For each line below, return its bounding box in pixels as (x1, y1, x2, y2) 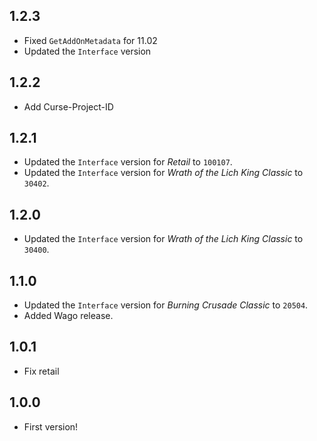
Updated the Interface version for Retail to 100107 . (23, 156, 233, 168)
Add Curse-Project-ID (23, 100, 114, 113)
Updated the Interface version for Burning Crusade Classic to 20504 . (23, 299, 309, 311)
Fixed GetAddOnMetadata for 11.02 (23, 34, 158, 46)
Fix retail (23, 365, 60, 377)
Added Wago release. (23, 310, 114, 322)
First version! (23, 420, 79, 433)
